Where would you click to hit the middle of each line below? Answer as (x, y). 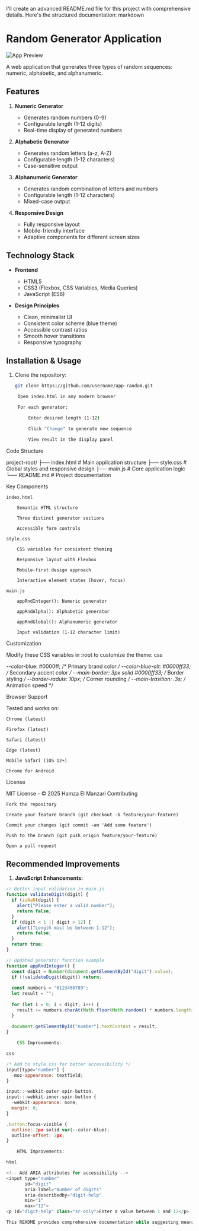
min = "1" (34, 1201)
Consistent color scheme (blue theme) (70, 323)
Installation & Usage (44, 360)
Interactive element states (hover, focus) (71, 580)
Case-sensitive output (51, 166)
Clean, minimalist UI (48, 317)
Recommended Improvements (63, 864)
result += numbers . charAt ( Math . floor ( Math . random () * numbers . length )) (107, 1010)
